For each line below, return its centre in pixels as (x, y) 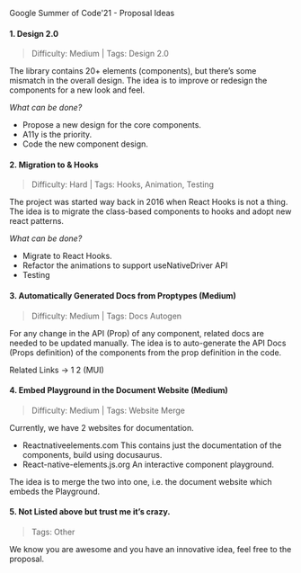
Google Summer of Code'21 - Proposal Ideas (92, 13)
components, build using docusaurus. (92, 454)
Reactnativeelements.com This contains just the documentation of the (152, 445)
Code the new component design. (85, 144)
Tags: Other (53, 532)
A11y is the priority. (57, 135)
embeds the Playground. (55, 491)
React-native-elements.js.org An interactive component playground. (148, 464)
